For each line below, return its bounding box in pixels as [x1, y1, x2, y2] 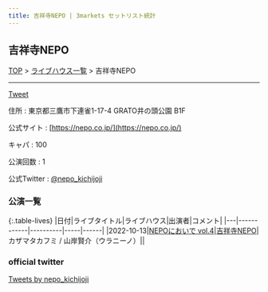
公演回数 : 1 [8, 157, 45, 166]
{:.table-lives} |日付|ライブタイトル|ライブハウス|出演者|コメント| [8, 215, 223, 225]
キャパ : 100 [8, 140, 48, 150]
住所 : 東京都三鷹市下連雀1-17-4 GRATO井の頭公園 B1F [8, 106, 186, 116]
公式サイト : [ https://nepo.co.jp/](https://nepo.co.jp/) [8, 123, 182, 133]
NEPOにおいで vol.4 [148, 226, 215, 235]
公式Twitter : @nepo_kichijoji [8, 174, 103, 184]
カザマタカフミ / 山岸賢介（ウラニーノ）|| [8, 235, 145, 245]
